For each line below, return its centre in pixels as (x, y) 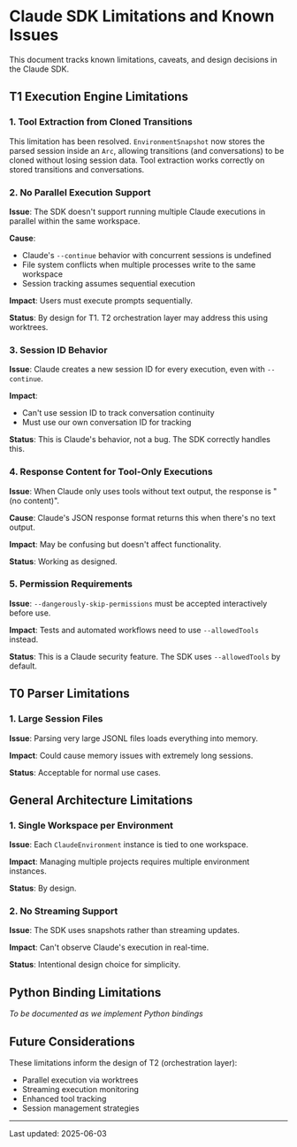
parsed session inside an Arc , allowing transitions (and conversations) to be (147, 150)
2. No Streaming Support (64, 911)
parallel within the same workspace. (75, 221)
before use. (30, 613)
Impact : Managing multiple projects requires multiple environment (129, 862)
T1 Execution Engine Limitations (99, 97)
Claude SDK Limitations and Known (142, 16)
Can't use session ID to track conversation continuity (118, 413)
